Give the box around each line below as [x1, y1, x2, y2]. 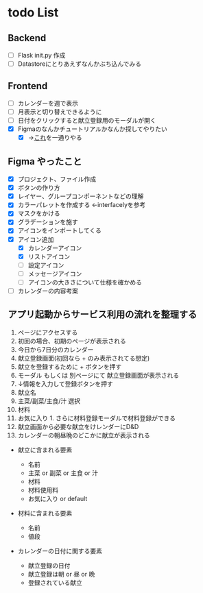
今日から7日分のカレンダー [17, 345, 94, 354]
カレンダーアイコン [27, 243, 82, 252]
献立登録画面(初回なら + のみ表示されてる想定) [17, 354, 150, 362]
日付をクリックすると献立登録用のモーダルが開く [17, 117, 156, 125]
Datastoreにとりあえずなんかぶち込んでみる [17, 60, 142, 68]
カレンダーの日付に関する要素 [17, 546, 102, 555]
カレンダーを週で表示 [17, 99, 78, 107]
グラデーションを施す [17, 218, 78, 226]
